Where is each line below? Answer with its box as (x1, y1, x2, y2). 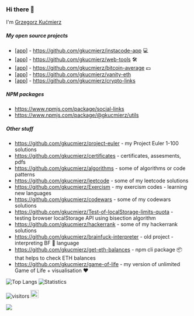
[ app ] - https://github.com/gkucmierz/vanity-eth (14, 71, 131, 78)
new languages (14, 190, 51, 197)
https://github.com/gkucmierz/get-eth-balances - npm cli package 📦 (14, 246, 183, 253)
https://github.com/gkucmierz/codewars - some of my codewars (14, 196, 171, 203)
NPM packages (6, 90, 44, 97)
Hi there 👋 (6, 5, 35, 13)
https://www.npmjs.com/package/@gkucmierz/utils (14, 111, 139, 119)
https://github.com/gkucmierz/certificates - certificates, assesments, (14, 152, 181, 159)
